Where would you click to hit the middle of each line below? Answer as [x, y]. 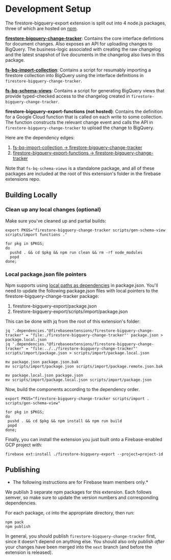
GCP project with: [24, 445]
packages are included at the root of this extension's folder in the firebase [83, 174]
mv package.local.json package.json [44, 375]
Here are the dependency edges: [40, 137]
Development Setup [48, 9]
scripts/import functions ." [36, 235]
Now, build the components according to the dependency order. [72, 389]
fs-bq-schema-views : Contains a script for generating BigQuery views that [85, 90]
